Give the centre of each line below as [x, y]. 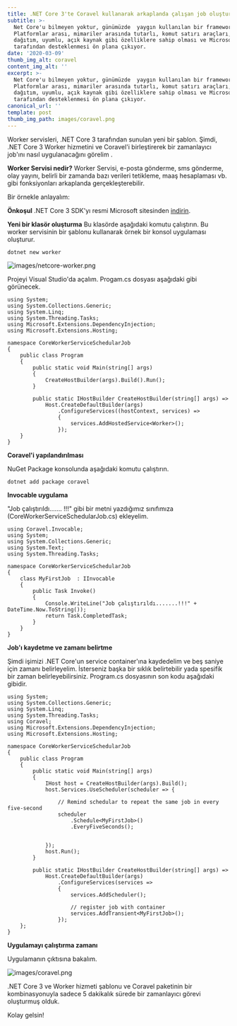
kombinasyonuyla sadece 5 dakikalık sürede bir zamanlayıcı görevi [104, 993]
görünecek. [24, 287]
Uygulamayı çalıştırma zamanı [53, 945]
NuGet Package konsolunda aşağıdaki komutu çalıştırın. [88, 468]
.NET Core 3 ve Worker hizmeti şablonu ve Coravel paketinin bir [100, 986]
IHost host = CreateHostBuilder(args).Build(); [116, 783]
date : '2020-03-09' [36, 54]
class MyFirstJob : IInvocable [67, 578]
